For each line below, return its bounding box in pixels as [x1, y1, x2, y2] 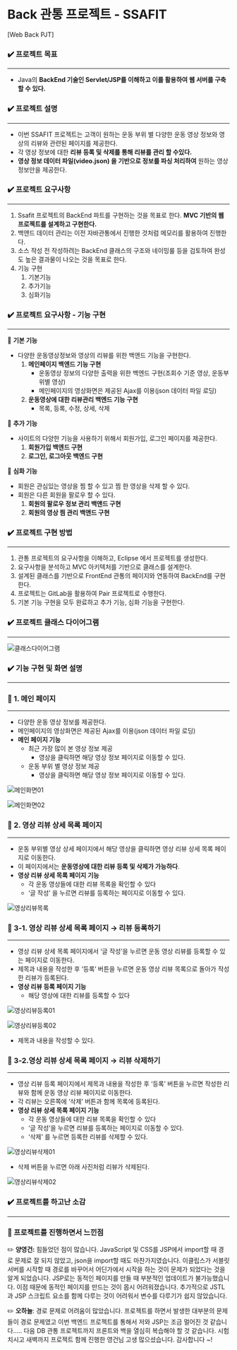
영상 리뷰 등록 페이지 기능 [17, 982, 87, 990]
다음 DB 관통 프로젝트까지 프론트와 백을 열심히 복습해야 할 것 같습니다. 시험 [23, 1326, 229, 1334]
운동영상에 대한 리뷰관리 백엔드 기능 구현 [28, 395, 139, 404]
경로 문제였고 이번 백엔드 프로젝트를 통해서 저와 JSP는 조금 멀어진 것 [20, 1317, 209, 1326]
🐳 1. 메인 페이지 [7, 693, 56, 703]
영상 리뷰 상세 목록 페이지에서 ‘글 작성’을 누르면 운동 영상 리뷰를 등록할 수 [17, 946, 219, 955]
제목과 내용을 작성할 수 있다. [17, 1036, 95, 1045]
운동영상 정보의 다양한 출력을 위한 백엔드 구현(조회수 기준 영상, [38, 369, 210, 377]
